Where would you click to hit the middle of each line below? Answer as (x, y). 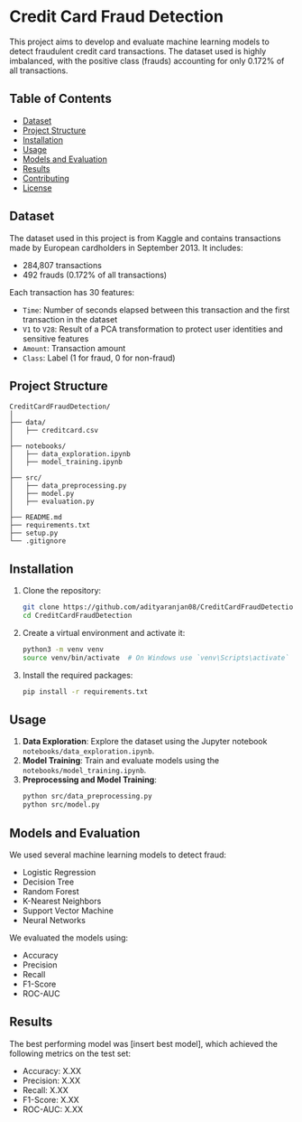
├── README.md (36, 518)
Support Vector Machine (68, 911)
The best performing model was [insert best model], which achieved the (143, 1043)
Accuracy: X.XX (52, 1071)
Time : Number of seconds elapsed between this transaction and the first (156, 310)
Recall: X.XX (46, 1089)
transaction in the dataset (70, 319)
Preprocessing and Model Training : (90, 780)
